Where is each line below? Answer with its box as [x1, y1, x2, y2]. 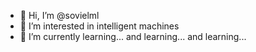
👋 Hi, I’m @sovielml [19, 10, 100, 21]
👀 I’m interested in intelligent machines [19, 20, 180, 32]
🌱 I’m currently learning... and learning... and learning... [19, 31, 247, 42]
